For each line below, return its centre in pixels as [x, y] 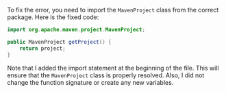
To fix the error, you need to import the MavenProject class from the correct [113, 10]
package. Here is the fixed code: [53, 17]
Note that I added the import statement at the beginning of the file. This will [113, 68]
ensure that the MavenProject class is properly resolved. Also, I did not [106, 75]
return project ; [43, 48]
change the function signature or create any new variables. [90, 82]
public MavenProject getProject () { [59, 42]
